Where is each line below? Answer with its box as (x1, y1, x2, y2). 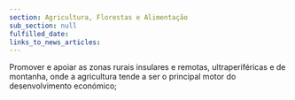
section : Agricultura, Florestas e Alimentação (9, 12, 189, 22)
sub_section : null (9, 21, 77, 30)
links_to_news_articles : (9, 37, 101, 47)
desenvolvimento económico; (9, 81, 118, 91)
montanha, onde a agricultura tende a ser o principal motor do (9, 72, 237, 82)
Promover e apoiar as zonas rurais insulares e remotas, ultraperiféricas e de (9, 62, 286, 73)
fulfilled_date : (9, 29, 69, 38)
